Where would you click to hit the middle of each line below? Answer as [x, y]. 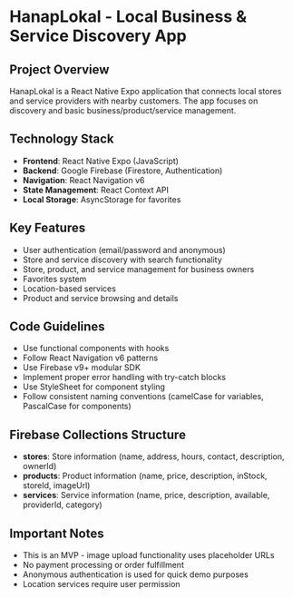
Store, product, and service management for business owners [138, 269]
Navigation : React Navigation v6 [83, 180]
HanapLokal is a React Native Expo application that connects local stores [146, 91]
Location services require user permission [101, 584]
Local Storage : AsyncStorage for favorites [102, 199]
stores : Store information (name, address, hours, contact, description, [153, 456]
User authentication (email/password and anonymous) [124, 250]
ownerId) [39, 466]
